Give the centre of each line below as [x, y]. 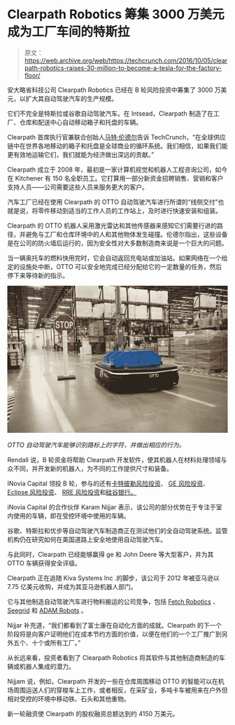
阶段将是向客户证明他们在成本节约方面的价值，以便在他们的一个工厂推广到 [114, 634]
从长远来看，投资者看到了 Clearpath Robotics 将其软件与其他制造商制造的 [113, 657]
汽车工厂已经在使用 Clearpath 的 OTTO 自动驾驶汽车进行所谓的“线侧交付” [113, 202]
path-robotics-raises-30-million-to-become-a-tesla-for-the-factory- [123, 68]
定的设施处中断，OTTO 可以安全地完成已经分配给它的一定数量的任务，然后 [115, 266]
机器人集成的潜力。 [47, 666]
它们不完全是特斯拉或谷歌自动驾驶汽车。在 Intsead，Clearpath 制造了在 [111, 113]
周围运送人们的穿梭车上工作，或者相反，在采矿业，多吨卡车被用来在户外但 [120, 690]
